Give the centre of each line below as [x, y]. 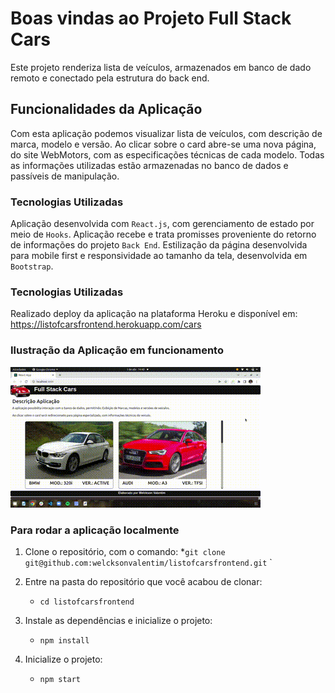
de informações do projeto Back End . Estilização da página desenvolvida [159, 245]
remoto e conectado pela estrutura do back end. [110, 78]
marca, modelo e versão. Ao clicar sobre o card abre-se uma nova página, [163, 144]
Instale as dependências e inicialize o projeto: [118, 620]
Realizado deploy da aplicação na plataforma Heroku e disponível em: [154, 314]
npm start [60, 679]
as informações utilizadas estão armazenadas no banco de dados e [149, 165]
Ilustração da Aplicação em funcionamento [117, 350]
